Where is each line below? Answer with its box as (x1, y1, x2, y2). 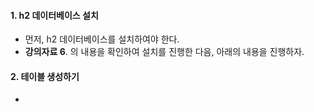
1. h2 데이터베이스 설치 (10, 9, 99, 21)
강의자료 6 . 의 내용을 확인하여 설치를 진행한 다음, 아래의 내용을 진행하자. (24, 46, 305, 58)
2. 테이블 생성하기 (10, 70, 80, 82)
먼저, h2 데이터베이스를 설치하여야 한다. (24, 33, 180, 45)
